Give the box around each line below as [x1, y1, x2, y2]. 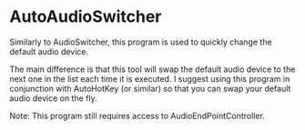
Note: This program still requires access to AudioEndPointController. [9, 110, 266, 121]
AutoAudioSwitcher [9, 6, 162, 27]
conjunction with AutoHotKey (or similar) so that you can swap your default [9, 83, 291, 94]
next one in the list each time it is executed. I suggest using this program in [9, 73, 290, 84]
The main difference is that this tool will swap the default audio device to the [9, 64, 296, 75]
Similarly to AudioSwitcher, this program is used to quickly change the [9, 36, 272, 47]
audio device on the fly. [9, 93, 97, 104]
